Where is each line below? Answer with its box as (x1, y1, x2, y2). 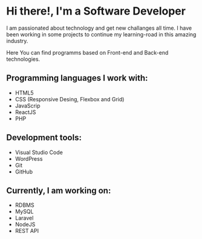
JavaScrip (15, 102, 41, 109)
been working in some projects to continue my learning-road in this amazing (6, 30, 197, 38)
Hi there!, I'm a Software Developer (6, 4, 186, 18)
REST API (15, 227, 39, 235)
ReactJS (15, 108, 36, 116)
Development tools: (6, 132, 82, 143)
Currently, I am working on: (6, 185, 111, 195)
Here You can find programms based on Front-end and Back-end (6, 49, 169, 56)
